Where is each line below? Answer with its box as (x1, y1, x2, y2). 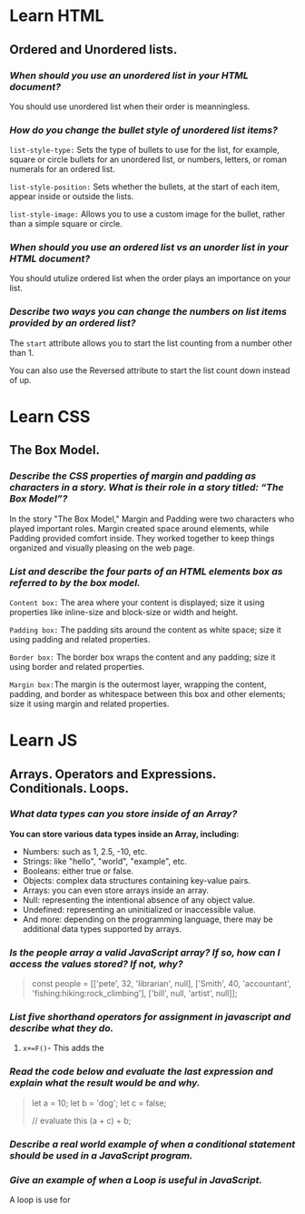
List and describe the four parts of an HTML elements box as (9, 565, 283, 578)
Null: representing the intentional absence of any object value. (22, 894, 256, 905)
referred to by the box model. (9, 576, 141, 589)
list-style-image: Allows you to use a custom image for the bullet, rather (9, 208, 286, 219)
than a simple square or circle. (9, 218, 123, 229)
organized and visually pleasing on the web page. (9, 542, 195, 553)
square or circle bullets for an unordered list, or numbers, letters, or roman (9, 154, 288, 165)
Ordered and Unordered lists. (9, 42, 178, 57)
